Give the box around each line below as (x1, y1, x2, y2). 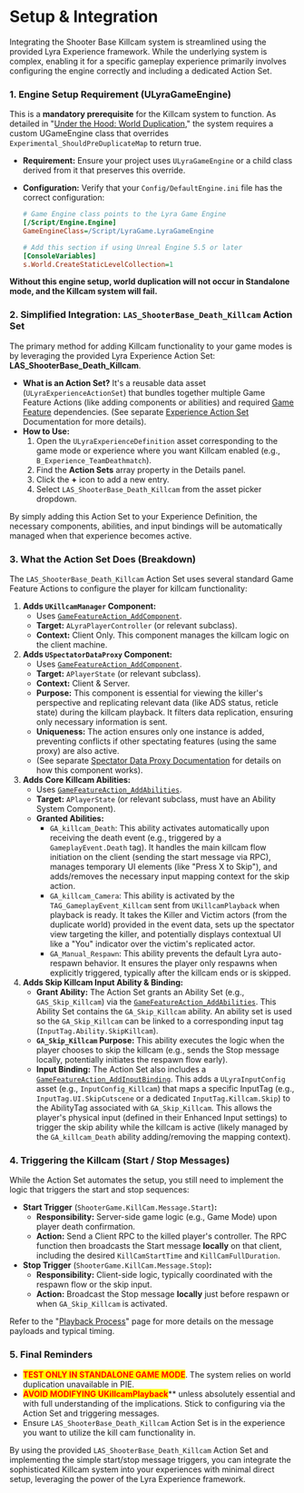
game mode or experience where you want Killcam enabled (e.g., (35, 445, 280, 456)
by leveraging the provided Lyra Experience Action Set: (9, 350, 216, 361)
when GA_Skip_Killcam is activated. (35, 1299, 168, 1310)
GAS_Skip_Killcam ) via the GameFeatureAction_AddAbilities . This (35, 996, 277, 1007)
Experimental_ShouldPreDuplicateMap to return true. (9, 138, 202, 149)
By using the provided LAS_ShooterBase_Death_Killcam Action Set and (9, 1444, 270, 1455)
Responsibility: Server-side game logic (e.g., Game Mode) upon (35, 1211, 278, 1222)
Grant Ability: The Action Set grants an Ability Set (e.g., (35, 987, 245, 998)
